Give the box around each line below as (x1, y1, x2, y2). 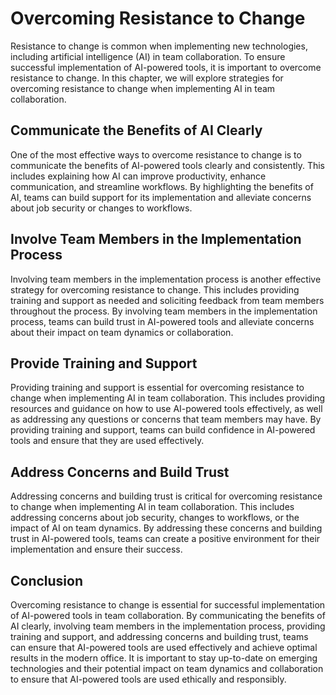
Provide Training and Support (10, 355, 198, 372)
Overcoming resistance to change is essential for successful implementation (10, 599, 326, 611)
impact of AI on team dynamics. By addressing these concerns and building (10, 522, 323, 534)
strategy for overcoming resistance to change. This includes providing (10, 283, 300, 296)
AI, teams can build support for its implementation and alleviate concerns (10, 191, 312, 203)
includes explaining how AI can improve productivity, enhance (10, 170, 267, 182)
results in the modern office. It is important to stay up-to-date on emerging (10, 652, 318, 664)
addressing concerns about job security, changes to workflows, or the (10, 512, 300, 524)
